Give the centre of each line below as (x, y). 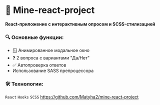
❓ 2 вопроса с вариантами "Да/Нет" (51, 58)
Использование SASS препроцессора (53, 71)
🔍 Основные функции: (34, 37)
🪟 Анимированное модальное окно (51, 50)
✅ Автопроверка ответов (39, 65)
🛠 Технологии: (24, 84)
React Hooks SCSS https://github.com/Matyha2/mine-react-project (72, 96)
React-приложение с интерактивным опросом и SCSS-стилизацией (80, 24)
